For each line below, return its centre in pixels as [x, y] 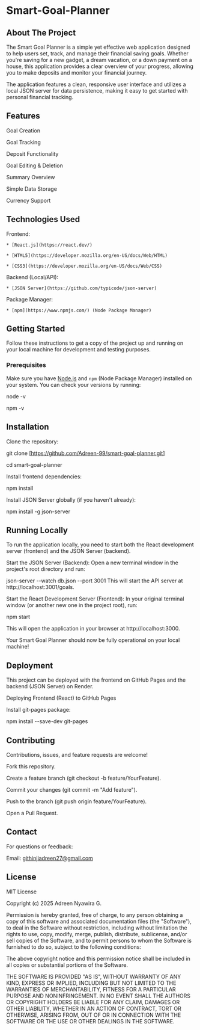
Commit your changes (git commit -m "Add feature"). [72, 789]
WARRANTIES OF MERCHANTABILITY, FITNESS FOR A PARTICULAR [91, 989]
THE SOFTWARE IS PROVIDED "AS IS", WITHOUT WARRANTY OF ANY [94, 976]
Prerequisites [26, 365]
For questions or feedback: [40, 847]
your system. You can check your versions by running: [74, 384]
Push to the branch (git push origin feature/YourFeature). [77, 801]
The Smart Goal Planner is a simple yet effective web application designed [98, 47]
